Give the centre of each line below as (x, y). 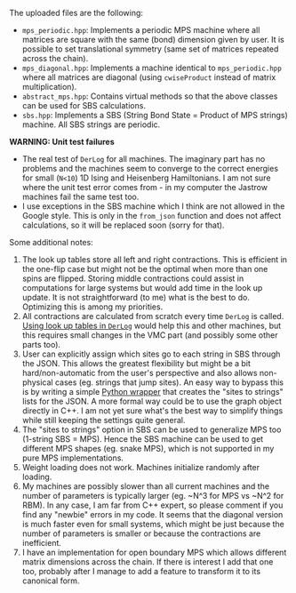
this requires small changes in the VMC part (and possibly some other (150, 335)
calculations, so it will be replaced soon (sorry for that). (123, 225)
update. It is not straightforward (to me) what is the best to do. (136, 297)
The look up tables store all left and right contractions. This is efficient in (154, 260)
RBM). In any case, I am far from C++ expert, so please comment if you (152, 505)
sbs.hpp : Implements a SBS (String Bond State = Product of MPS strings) (155, 115)
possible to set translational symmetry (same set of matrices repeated (150, 49)
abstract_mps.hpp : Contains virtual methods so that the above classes (150, 96)
